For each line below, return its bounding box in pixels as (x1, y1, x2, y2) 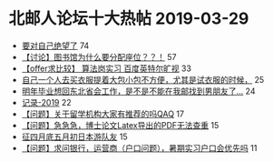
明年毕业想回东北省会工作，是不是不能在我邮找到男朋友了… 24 (21, 86, 256, 96)
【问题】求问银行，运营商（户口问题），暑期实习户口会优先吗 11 (21, 142, 258, 153)
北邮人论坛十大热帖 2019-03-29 (8, 8, 249, 29)
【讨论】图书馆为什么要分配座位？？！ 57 (21, 51, 177, 62)
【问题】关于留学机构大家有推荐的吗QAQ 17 (21, 108, 185, 119)
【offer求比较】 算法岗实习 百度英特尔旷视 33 (21, 63, 192, 74)
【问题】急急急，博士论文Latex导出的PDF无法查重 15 (21, 119, 219, 130)
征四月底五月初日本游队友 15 (21, 131, 128, 142)
